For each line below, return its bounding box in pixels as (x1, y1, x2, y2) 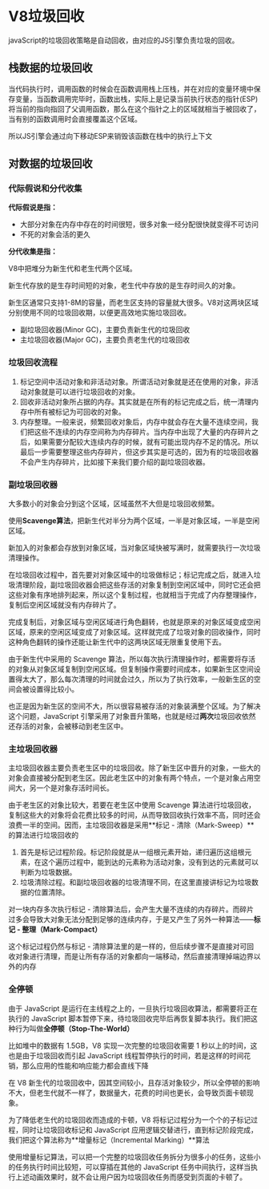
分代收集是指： (8, 246, 58, 257)
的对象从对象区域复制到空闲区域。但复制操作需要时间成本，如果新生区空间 (8, 664, 254, 674)
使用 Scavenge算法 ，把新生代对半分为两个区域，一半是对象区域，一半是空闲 (8, 516, 260, 526)
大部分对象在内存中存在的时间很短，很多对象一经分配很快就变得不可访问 (19, 220, 259, 229)
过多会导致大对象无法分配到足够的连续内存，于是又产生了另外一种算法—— (8, 915, 254, 924)
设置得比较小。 (29, 684, 78, 694)
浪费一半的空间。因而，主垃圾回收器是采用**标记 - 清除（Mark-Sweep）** (8, 820, 255, 830)
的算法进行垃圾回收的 (8, 830, 78, 840)
